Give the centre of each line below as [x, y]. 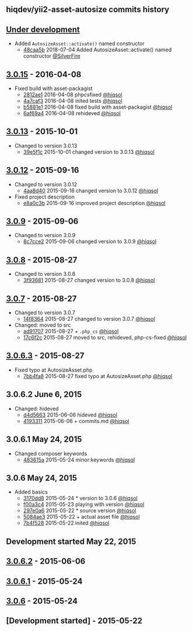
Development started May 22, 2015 [71, 541]
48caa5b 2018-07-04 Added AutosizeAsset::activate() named [97, 50]
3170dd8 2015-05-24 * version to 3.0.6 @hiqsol [80, 498]
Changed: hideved [37, 408]
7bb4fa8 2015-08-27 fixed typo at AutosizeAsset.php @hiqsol [98, 376]
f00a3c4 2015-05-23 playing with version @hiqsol [84, 504]
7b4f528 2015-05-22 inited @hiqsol [66, 523]
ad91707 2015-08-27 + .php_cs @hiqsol [71, 331]
